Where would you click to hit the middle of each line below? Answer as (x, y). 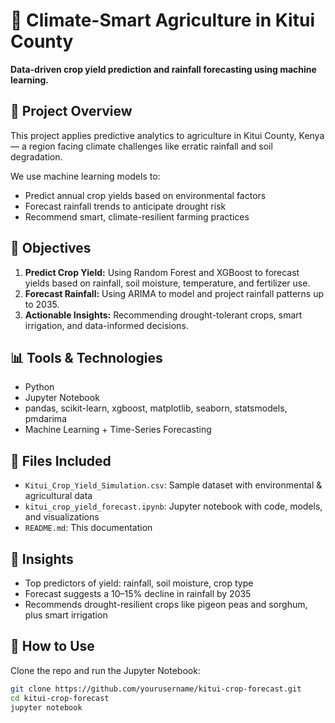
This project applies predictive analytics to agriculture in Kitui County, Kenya (167, 135)
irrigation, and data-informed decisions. (106, 325)
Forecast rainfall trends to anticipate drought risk (125, 206)
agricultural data (58, 496)
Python (39, 387)
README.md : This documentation (88, 528)
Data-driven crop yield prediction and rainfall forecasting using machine (163, 69)
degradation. (36, 156)
